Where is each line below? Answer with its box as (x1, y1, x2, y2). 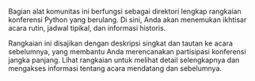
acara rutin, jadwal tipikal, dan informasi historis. (8, 24, 166, 32)
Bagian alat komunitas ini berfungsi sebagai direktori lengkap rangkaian (8, 7, 242, 16)
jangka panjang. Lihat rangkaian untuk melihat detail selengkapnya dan (8, 55, 240, 64)
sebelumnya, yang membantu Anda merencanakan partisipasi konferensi (8, 47, 247, 56)
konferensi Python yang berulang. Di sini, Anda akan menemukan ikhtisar (8, 15, 247, 24)
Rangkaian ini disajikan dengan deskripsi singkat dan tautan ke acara (8, 39, 234, 48)
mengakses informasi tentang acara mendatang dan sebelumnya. (8, 64, 223, 73)
